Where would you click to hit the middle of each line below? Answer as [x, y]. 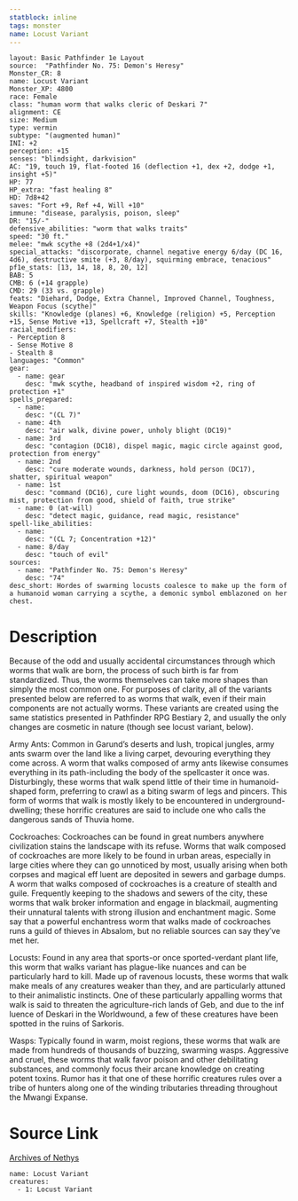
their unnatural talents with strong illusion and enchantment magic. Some [143, 912]
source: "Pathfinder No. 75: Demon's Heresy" [97, 66]
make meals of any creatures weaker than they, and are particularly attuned [147, 986]
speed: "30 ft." [39, 237]
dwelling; [26, 810]
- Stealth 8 [31, 353]
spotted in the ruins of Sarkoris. [67, 1024]
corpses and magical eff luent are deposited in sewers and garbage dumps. [148, 875]
